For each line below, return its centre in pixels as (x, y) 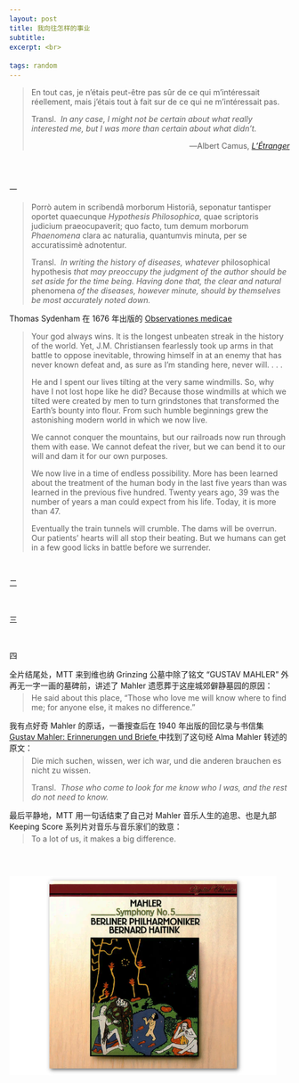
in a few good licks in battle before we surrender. (121, 547)
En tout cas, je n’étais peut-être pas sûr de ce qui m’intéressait (145, 92)
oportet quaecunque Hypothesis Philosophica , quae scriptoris (145, 217)
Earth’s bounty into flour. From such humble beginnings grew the (149, 410)
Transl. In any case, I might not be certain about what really (142, 119)
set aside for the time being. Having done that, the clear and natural (156, 281)
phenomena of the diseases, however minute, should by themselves (156, 291)
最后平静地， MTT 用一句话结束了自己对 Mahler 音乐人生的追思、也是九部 (143, 815)
